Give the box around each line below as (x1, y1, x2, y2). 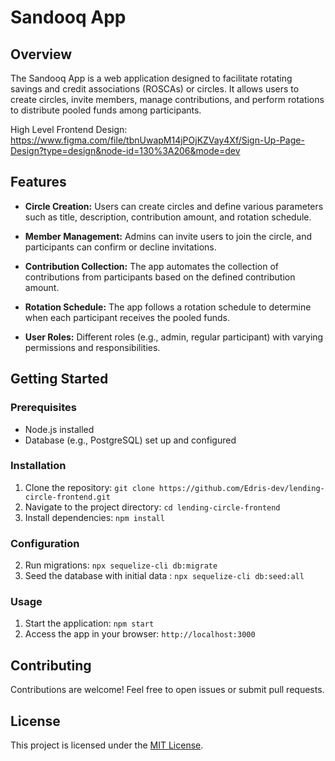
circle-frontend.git (24, 492, 111, 502)
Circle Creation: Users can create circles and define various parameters (24, 200, 324, 212)
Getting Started (10, 371, 109, 388)
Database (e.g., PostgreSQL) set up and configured (24, 434, 237, 446)
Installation (10, 459, 67, 473)
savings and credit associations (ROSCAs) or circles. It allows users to (10, 83, 300, 95)
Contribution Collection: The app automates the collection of (24, 260, 280, 272)
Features (10, 174, 67, 191)
